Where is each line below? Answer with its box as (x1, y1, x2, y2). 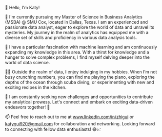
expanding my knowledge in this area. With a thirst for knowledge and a (5, 49, 149, 55)
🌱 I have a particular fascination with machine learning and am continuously (5, 44, 157, 50)
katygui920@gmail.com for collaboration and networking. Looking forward (5, 121, 155, 126)
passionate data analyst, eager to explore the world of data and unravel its (5, 24, 155, 30)
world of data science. (5, 60, 50, 65)
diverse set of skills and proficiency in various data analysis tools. (5, 34, 137, 40)
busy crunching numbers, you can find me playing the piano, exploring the (5, 74, 155, 80)
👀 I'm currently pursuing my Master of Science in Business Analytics (5, 14, 142, 19)
